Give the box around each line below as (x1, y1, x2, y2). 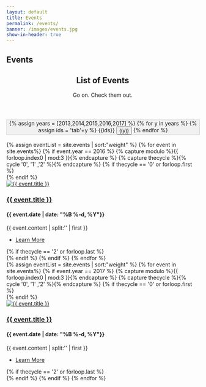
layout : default (6, 9, 48, 15)
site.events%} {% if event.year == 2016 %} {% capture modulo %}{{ (6, 148, 178, 155)
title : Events (6, 15, 43, 21)
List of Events (76, 75, 130, 86)
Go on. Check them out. (72, 91, 133, 99)
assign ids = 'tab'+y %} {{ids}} (38, 127, 115, 134)
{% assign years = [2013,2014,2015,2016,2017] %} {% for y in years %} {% (9, 120, 197, 127)
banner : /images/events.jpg (6, 26, 78, 32)
